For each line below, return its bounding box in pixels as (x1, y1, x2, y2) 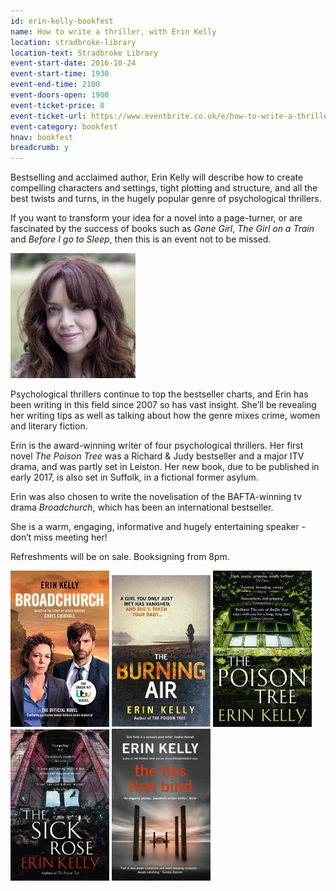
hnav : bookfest (10, 132, 74, 142)
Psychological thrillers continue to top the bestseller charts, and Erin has (10, 388, 309, 400)
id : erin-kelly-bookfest (10, 16, 114, 26)
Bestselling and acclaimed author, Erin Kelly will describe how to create (10, 171, 304, 184)
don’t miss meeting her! (10, 531, 108, 544)
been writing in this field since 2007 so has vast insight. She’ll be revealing (10, 399, 317, 411)
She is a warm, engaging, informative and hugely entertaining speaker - (10, 521, 307, 533)
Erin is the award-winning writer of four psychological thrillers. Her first (10, 440, 304, 452)
